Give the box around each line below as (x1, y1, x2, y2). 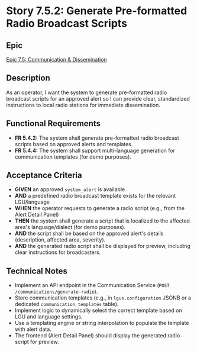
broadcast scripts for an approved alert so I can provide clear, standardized (6, 95, 190, 102)
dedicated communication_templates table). (14, 301, 119, 308)
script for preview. (14, 339, 59, 346)
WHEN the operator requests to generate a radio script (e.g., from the (14, 205, 185, 212)
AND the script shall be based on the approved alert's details (14, 230, 164, 237)
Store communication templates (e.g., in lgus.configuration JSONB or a (14, 294, 191, 301)
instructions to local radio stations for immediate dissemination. (6, 101, 161, 108)
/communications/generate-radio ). (14, 288, 98, 295)
